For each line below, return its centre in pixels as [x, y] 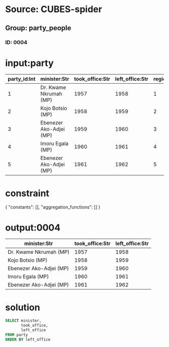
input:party [29, 63]
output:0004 [33, 227]
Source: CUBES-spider [54, 9]
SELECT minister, [23, 321]
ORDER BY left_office [28, 339]
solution [23, 307]
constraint [27, 193]
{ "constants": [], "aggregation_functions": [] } [53, 207]
